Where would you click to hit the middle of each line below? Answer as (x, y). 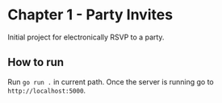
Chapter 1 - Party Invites (90, 15)
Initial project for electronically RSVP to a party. (86, 37)
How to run (36, 62)
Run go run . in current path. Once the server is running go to (111, 81)
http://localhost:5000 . (47, 90)
